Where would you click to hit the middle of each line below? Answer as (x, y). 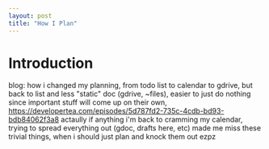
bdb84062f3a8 (34, 120)
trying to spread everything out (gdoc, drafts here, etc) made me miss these (134, 128)
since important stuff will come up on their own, (88, 102)
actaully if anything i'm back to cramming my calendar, (151, 120)
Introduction (51, 63)
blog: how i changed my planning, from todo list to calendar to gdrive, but (130, 85)
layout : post (30, 16)
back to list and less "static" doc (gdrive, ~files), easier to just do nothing (130, 94)
